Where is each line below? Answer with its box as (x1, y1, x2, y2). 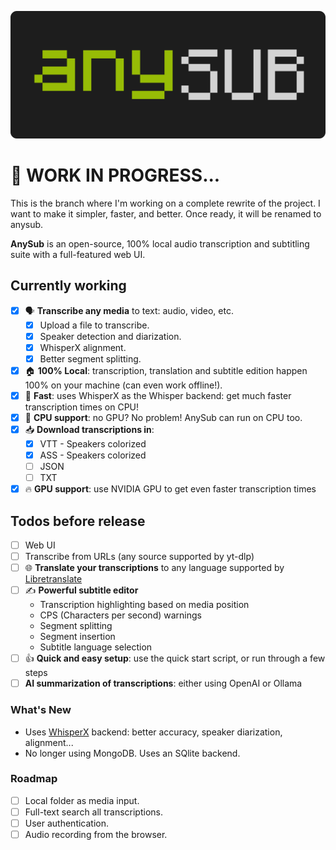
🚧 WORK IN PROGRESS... (10, 164, 221, 186)
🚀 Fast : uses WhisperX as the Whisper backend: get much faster (24, 389, 292, 401)
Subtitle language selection (39, 641, 153, 653)
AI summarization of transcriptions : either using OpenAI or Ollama (24, 677, 303, 690)
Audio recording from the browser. (24, 829, 168, 841)
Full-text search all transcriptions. (24, 806, 163, 818)
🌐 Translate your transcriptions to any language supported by (24, 562, 285, 574)
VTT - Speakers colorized (39, 437, 147, 450)
